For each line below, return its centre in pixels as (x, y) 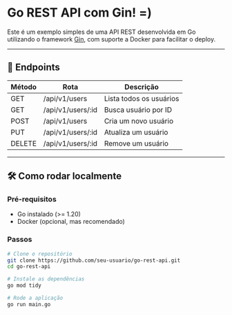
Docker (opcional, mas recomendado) (71, 222)
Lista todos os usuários (142, 98)
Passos (20, 240)
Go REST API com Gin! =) (79, 13)
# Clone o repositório (40, 254)
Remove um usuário (136, 143)
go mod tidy (24, 286)
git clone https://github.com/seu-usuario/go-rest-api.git (94, 260)
